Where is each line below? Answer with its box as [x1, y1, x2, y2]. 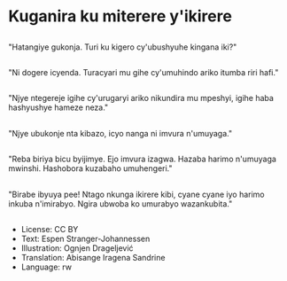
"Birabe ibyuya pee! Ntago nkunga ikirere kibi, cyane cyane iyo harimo [8, 189, 265, 199]
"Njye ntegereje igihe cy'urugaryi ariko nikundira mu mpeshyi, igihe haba [8, 93, 274, 104]
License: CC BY [20, 223, 79, 234]
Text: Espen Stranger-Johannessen [20, 233, 151, 244]
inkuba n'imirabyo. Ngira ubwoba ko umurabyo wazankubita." [8, 198, 233, 209]
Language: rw [20, 261, 73, 272]
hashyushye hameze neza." [8, 102, 109, 113]
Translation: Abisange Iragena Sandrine [20, 252, 166, 262]
